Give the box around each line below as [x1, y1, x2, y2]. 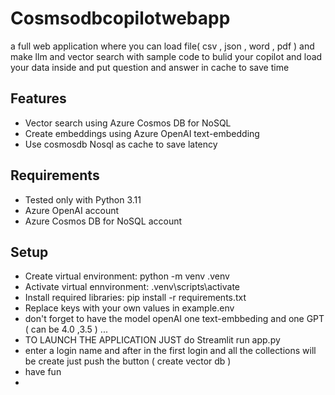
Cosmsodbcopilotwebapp [10, 7, 231, 30]
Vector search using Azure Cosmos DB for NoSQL [24, 117, 232, 129]
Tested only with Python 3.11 [24, 193, 142, 206]
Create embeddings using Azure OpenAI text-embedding [24, 127, 260, 139]
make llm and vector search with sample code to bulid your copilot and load [10, 50, 323, 62]
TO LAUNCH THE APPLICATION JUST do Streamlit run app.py [24, 334, 281, 346]
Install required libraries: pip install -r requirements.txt [24, 292, 247, 304]
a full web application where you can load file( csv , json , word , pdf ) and [10, 40, 315, 52]
